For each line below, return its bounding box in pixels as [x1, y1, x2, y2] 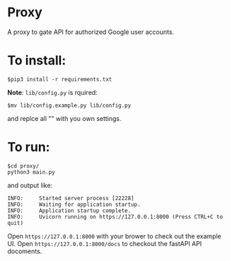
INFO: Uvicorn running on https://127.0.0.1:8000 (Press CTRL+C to [7, 213, 223, 220]
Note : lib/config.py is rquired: [7, 88, 98, 96]
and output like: [7, 181, 53, 190]
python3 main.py [7, 168, 55, 175]
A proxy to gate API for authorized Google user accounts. [7, 28, 175, 36]
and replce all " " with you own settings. [7, 114, 122, 122]
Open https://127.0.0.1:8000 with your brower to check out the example [7, 231, 222, 240]
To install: [7, 52, 67, 69]
